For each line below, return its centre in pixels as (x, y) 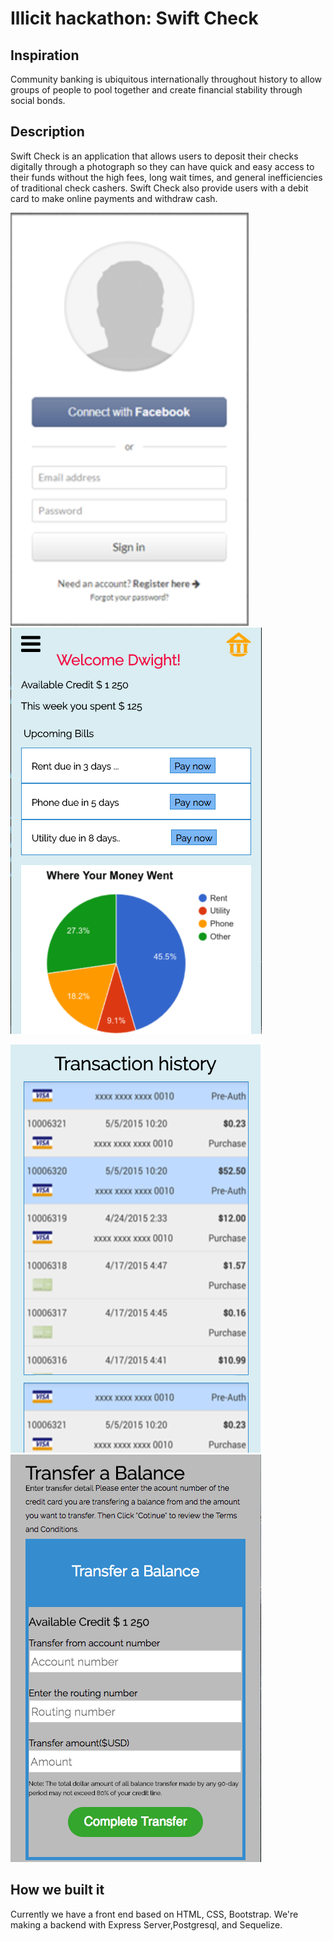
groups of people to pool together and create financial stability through (156, 90)
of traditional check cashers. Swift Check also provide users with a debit (159, 188)
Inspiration (45, 55)
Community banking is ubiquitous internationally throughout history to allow (166, 79)
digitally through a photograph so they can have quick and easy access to (162, 166)
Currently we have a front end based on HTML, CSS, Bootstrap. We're (154, 1914)
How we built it (57, 1890)
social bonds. (38, 100)
